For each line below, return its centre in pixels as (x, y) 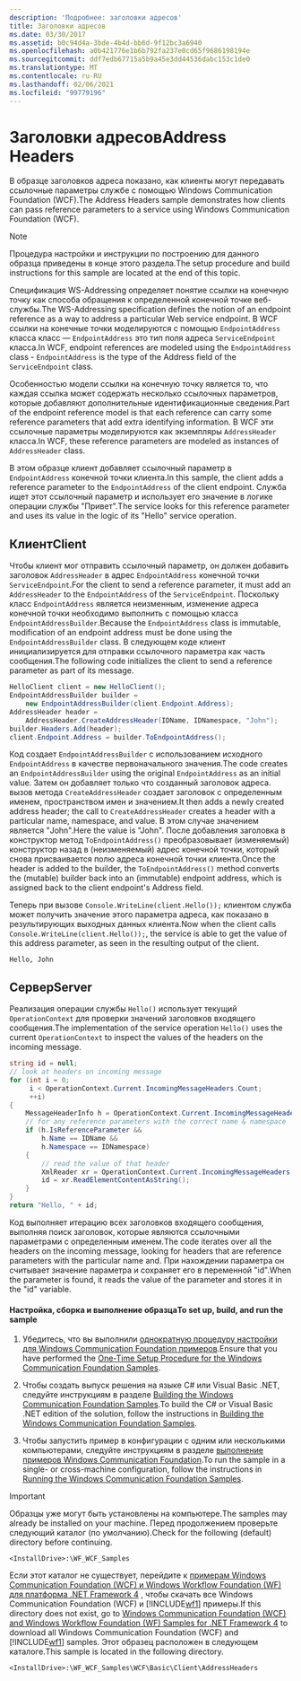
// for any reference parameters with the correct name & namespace (156, 1122)
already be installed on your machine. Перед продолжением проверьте (144, 1523)
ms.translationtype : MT (54, 68)
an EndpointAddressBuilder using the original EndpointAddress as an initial (145, 774)
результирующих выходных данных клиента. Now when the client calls (143, 924)
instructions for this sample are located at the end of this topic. (125, 273)
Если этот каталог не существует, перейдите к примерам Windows (138, 1575)
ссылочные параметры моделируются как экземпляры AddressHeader (143, 432)
